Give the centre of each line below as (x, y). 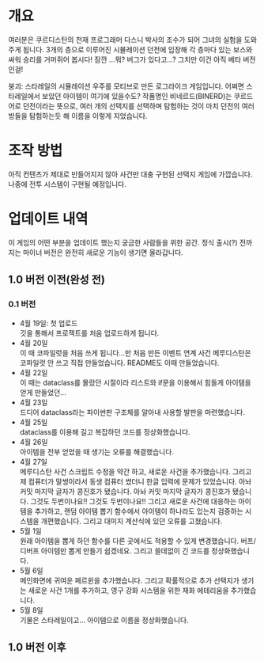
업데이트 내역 (48, 219)
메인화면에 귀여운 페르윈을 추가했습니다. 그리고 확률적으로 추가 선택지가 (129, 580)
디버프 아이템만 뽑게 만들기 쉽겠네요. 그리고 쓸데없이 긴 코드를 (115, 550)
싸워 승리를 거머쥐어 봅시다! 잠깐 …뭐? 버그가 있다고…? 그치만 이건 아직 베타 (125, 59)
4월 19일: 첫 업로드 (49, 323)
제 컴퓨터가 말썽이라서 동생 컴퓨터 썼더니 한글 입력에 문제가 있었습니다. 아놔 (136, 481)
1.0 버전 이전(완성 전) (57, 280)
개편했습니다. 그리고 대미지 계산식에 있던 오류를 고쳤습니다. (132, 521)
